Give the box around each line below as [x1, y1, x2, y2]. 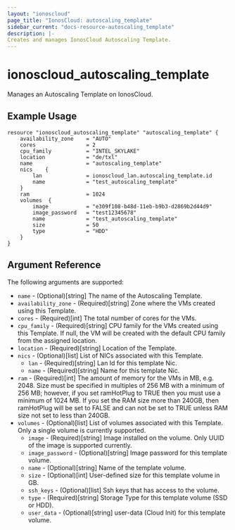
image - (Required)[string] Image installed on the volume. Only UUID [27, 434, 224, 442]
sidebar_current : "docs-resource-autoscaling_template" [7, 23, 174, 30]
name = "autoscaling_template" [20, 160, 162, 167]
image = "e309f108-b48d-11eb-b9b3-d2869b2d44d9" [32, 203, 212, 210]
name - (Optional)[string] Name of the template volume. [27, 463, 186, 472]
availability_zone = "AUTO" [20, 135, 112, 142]
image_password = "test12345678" [32, 209, 137, 216]
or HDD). [27, 500, 54, 509]
